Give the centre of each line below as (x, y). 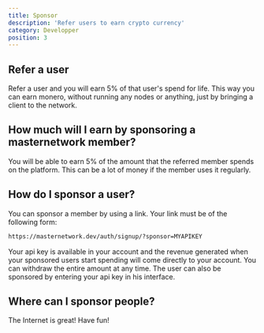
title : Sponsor (33, 15)
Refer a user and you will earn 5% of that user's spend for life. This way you (131, 88)
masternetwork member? (72, 142)
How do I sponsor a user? (72, 195)
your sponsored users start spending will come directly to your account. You (132, 260)
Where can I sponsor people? (82, 301)
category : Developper (44, 30)
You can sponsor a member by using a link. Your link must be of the (118, 213)
